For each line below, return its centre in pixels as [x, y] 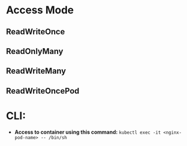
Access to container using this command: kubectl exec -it [88, 132]
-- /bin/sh [54, 137]
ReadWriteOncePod [43, 91]
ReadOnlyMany [35, 51]
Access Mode [40, 10]
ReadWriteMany [36, 71]
